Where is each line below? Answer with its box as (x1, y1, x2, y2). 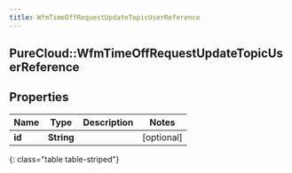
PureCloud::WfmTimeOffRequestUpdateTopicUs (9, 46, 284, 61)
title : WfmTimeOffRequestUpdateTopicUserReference (9, 12, 201, 22)
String (47, 130, 75, 143)
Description (83, 116, 134, 129)
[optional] (141, 130, 184, 143)
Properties (9, 90, 69, 105)
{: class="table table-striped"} (9, 153, 120, 164)
